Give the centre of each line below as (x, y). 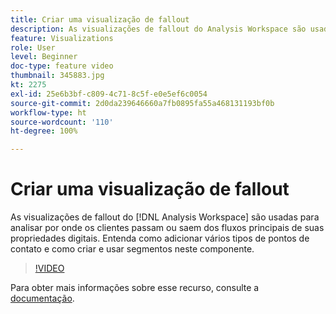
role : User (33, 47)
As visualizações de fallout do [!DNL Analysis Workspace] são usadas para (165, 217)
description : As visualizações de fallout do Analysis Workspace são (158, 29)
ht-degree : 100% (44, 131)
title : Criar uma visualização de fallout (100, 19)
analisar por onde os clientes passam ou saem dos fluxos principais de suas (167, 228)
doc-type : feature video (62, 66)
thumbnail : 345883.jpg (57, 76)
